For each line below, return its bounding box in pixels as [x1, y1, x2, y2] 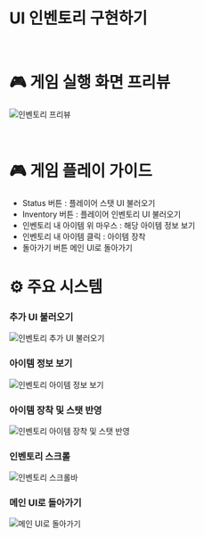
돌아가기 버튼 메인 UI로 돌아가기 [21, 242, 134, 252]
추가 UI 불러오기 [9, 310, 74, 323]
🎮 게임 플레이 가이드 [9, 161, 153, 181]
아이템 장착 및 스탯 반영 [9, 403, 102, 416]
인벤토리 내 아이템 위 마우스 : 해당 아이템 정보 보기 [21, 219, 196, 230]
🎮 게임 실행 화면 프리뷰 [9, 72, 171, 93]
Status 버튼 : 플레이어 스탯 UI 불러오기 [21, 197, 156, 208]
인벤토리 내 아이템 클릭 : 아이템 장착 [21, 231, 146, 242]
